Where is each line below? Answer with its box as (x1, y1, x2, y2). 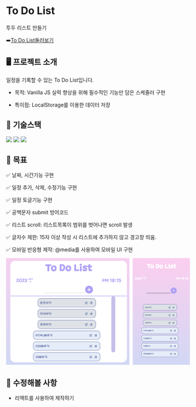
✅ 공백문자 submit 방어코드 (6, 209, 69, 216)
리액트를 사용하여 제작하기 (14, 395, 75, 402)
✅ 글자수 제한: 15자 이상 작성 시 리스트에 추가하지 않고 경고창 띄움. (6, 234, 157, 241)
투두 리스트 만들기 (6, 24, 47, 31)
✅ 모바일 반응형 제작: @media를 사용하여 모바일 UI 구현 (6, 246, 133, 253)
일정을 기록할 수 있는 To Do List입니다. (6, 76, 94, 83)
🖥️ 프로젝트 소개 (6, 57, 57, 67)
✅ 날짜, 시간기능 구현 (6, 171, 54, 179)
